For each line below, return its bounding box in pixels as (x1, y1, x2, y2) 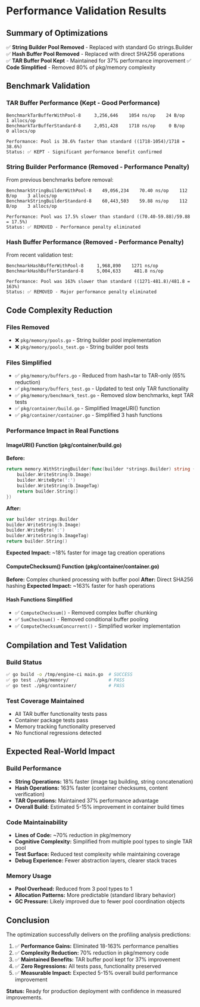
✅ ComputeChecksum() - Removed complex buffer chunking (14, 609, 158, 616)
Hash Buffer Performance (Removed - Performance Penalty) (6, 238, 185, 246)
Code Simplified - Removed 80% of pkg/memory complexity (6, 64, 156, 71)
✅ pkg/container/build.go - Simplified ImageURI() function (14, 405, 160, 412)
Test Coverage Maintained (6, 697, 85, 705)
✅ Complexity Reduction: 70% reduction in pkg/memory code (14, 949, 169, 956)
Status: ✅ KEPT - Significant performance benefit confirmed (6, 149, 162, 155)
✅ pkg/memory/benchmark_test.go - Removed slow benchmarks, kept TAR (14, 392, 194, 399)
